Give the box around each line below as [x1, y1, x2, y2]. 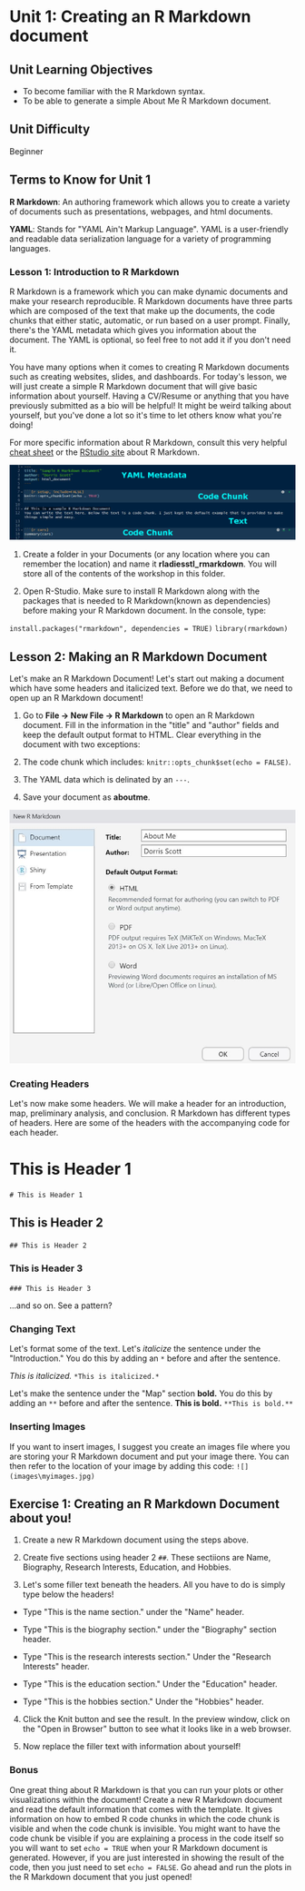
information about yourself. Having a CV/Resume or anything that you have [9, 390, 290, 401]
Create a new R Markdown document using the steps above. [22, 1534, 250, 1545]
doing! [9, 419, 34, 430]
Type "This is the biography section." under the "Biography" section [22, 1624, 277, 1635]
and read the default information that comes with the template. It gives [9, 1804, 273, 1815]
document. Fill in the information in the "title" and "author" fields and [22, 720, 280, 731]
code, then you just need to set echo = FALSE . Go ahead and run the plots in [9, 1861, 292, 1872]
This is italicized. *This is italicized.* [9, 1371, 160, 1382]
